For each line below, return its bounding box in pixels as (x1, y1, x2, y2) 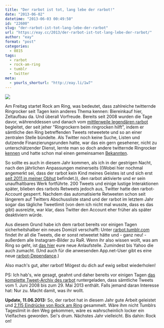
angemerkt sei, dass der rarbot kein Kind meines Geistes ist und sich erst (5, 170, 153, 176)
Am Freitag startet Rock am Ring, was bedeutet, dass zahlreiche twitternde (5, 103, 156, 109)
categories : (5, 44, 29, 49)
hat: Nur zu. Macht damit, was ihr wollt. (5, 287, 84, 293)
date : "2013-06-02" (5, 12, 45, 17)
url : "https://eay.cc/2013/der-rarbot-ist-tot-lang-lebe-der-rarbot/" (5, 30, 152, 35)
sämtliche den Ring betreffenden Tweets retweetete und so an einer (5, 129, 142, 135)
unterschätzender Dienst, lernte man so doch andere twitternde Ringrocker (5, 145, 157, 150)
